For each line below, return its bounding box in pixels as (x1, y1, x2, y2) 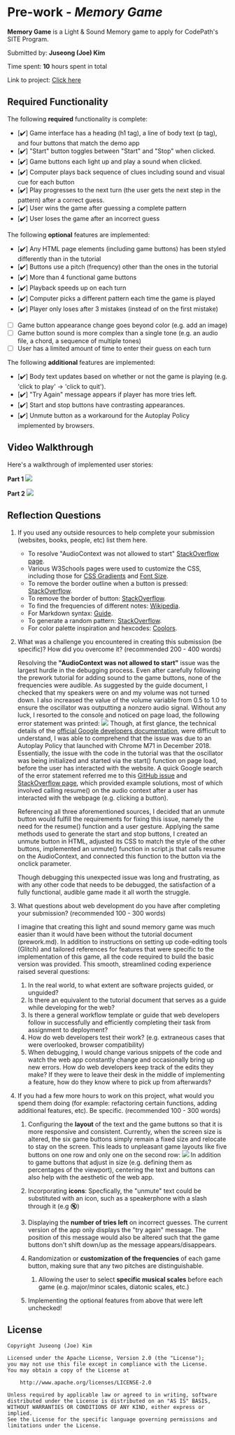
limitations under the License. (7, 1422, 101, 1429)
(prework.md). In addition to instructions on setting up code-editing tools (17, 937, 227, 946)
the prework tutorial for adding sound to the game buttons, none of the (17, 673, 222, 681)
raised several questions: (17, 967, 90, 975)
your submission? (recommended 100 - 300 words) (17, 909, 166, 917)
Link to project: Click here (7, 75, 82, 84)
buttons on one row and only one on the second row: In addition (27, 1150, 222, 1159)
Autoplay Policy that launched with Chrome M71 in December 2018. (17, 741, 211, 749)
